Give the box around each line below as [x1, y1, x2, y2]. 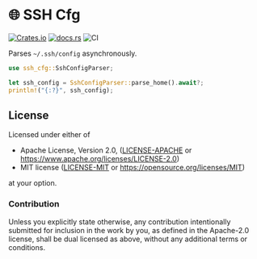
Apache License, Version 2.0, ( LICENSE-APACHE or [19, 145, 192, 155]
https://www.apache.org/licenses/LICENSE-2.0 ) [19, 154, 180, 164]
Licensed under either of [8, 130, 91, 140]
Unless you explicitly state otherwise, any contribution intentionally [8, 216, 231, 227]
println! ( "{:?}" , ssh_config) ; [8, 86, 114, 94]
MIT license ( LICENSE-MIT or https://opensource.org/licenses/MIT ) [19, 163, 245, 173]
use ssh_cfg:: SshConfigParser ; [8, 64, 114, 72]
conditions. [8, 242, 46, 252]
